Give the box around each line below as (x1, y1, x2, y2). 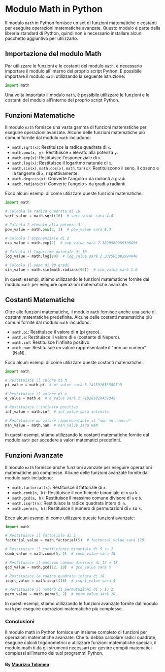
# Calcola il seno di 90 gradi (5, 263, 69, 268)
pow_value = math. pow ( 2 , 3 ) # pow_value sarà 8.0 (5, 227, 111, 232)
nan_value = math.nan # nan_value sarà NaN (5, 423, 98, 428)
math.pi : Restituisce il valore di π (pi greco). (12, 329, 101, 335)
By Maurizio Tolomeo (5, 662, 50, 668)
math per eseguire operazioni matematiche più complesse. (5, 606, 123, 612)
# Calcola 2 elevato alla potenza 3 (5, 223, 80, 228)
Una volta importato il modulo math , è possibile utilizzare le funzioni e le (5, 92, 150, 98)
